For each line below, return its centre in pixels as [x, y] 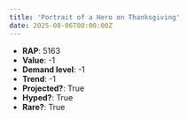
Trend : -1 [39, 78]
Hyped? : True [47, 97]
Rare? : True [43, 107]
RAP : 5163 [41, 50]
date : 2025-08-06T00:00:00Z [61, 26]
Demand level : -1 [54, 69]
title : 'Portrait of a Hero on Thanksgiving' [94, 17]
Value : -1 [39, 60]
